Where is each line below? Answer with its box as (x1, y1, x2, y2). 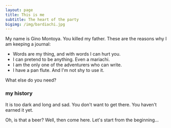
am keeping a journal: (5, 41, 51, 47)
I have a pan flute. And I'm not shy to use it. (12, 67, 104, 73)
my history (5, 90, 33, 97)
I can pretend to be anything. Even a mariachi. (12, 57, 110, 63)
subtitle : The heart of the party (5, 17, 79, 22)
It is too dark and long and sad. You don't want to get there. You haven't (5, 101, 157, 108)
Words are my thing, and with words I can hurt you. (12, 51, 121, 57)
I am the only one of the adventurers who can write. (12, 62, 122, 68)
